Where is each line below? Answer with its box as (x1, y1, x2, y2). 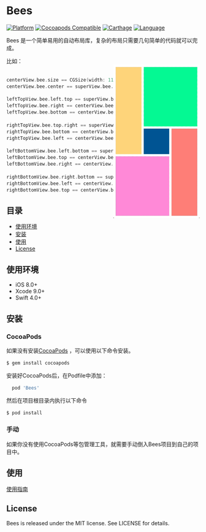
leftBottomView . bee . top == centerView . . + (6, 155, 141, 161)
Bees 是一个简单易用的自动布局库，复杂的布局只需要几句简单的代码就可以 (6, 36, 193, 44)
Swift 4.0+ (15, 294, 42, 301)
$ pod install (6, 409, 43, 416)
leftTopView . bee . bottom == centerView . (6, 109, 109, 115)
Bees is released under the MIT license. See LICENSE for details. (6, 520, 170, 527)
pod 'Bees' (12, 385, 40, 391)
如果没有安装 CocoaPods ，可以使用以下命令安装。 (6, 347, 134, 354)
